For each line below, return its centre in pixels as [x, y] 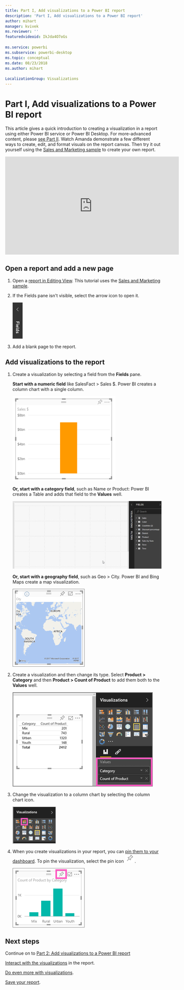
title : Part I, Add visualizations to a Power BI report [65, 10]
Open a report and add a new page [60, 269]
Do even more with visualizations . [39, 973]
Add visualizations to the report [55, 362]
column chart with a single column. [48, 389]
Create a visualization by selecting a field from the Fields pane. [77, 374]
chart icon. [23, 800]
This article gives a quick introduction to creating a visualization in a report [81, 128]
